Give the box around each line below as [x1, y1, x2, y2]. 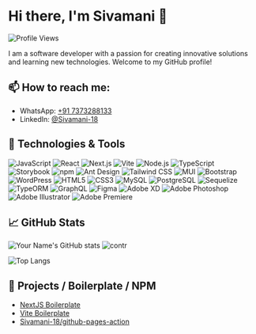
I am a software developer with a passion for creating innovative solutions [8, 48, 249, 58]
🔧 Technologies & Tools [8, 138, 126, 151]
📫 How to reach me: [8, 81, 111, 94]
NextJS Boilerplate [19, 300, 81, 309]
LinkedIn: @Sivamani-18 [19, 114, 99, 123]
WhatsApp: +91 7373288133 [19, 106, 112, 116]
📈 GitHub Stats [8, 215, 85, 229]
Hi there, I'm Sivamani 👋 [8, 7, 168, 25]
